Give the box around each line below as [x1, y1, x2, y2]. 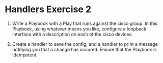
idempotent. [12, 52, 38, 58]
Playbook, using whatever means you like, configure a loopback [12, 25, 147, 31]
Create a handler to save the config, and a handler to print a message [12, 41, 158, 47]
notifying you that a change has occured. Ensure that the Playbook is [12, 46, 157, 52]
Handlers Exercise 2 [5, 4, 92, 15]
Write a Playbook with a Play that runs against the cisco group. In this [12, 20, 158, 26]
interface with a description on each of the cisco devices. [12, 31, 133, 37]
